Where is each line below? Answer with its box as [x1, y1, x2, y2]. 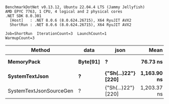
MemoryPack [8, 59, 41, 65]
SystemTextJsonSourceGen [8, 87, 74, 94]
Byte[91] [78, 59, 101, 65]
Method [31, 46, 50, 54]
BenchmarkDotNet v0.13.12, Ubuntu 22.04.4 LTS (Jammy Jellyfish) [5, 5, 145, 10]
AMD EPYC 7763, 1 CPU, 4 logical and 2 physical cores [5, 9, 123, 14]
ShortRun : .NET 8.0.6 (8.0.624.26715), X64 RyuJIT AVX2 [10, 22, 132, 27]
